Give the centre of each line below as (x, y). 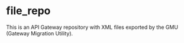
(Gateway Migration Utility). (40, 33)
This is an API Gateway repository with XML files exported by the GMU (92, 27)
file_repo (28, 11)
